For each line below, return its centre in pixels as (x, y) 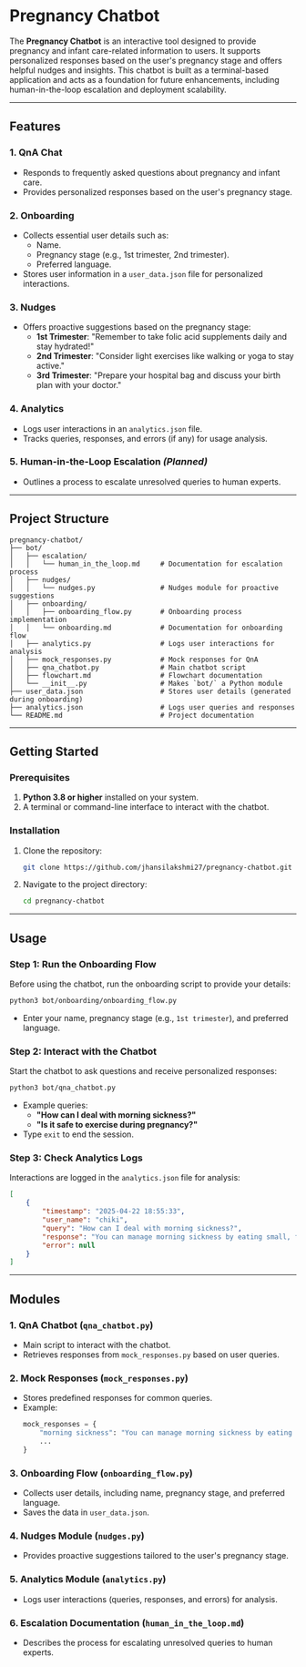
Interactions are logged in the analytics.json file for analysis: (125, 1178)
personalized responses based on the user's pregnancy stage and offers (146, 60)
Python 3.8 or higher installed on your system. (110, 797)
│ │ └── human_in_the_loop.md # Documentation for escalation (146, 564)
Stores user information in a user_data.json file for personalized (143, 273)
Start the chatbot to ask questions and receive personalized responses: (143, 1071)
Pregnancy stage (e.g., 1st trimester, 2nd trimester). (133, 254)
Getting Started (54, 752)
